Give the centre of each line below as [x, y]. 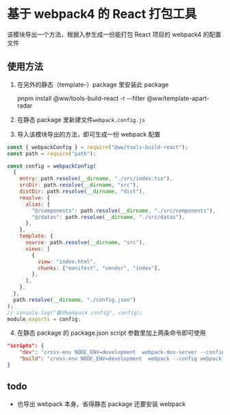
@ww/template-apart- [178, 98]
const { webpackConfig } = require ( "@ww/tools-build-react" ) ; [98, 147]
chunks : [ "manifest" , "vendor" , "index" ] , [99, 268]
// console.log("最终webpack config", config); [75, 313]
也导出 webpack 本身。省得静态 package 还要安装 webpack [101, 404]
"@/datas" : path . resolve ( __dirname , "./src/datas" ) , [108, 217]
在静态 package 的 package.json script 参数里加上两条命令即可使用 [112, 333]
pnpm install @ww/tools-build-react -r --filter [81, 98]
